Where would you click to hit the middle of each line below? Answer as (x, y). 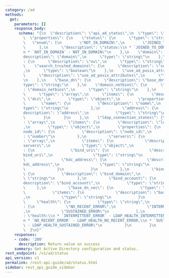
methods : (14, 15)
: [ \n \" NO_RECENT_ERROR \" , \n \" (88, 206)
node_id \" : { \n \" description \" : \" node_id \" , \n (88, 131)
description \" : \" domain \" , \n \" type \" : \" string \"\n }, (93, 57)
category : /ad (20, 10)
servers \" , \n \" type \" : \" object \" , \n (79, 146)
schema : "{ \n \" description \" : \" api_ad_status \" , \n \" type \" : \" (92, 33)
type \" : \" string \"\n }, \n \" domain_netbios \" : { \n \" (94, 85)
